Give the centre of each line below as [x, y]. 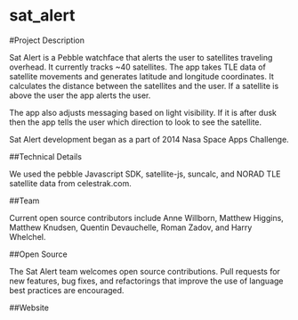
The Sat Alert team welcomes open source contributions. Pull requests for [145, 271]
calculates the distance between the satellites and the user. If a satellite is [144, 86]
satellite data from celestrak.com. [70, 183]
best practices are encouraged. [67, 290]
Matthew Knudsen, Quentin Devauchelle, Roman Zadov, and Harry [131, 227]
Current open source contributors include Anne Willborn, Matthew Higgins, [147, 217]
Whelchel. [28, 236]
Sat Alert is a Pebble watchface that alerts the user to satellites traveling [141, 57]
